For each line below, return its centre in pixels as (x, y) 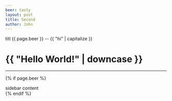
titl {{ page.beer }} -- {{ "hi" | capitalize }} (49, 39)
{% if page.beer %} (26, 78)
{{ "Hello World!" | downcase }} (74, 59)
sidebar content (22, 88)
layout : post (19, 15)
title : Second (20, 19)
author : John (19, 24)
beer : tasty (18, 10)
